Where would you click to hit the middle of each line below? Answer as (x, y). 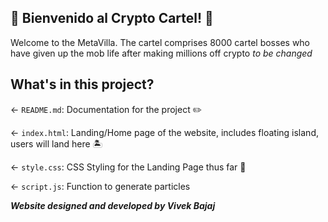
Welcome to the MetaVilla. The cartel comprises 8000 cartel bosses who (160, 42)
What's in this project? (82, 84)
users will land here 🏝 (56, 143)
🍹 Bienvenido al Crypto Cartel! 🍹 (112, 18)
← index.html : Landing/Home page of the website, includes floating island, (164, 132)
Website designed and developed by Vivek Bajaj (113, 205)
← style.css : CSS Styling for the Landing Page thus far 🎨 (128, 167)
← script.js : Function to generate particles (100, 186)
